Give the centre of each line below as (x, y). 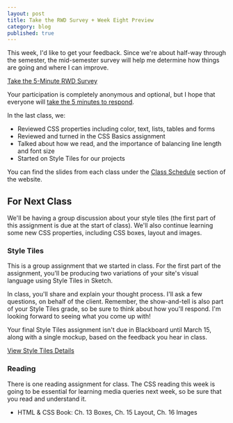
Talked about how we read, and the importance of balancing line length (119, 144)
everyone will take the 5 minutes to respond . (71, 102)
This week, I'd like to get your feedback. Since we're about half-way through (117, 53)
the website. (25, 179)
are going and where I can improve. (58, 67)
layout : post (26, 14)
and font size (36, 151)
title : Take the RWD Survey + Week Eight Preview (81, 20)
